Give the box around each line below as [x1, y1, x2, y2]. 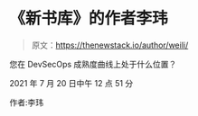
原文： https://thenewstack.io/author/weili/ [31, 40, 189, 50]
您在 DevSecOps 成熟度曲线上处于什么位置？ [9, 58, 177, 69]
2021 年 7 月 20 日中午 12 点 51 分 [9, 77, 134, 88]
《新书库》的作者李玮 [9, 8, 169, 29]
